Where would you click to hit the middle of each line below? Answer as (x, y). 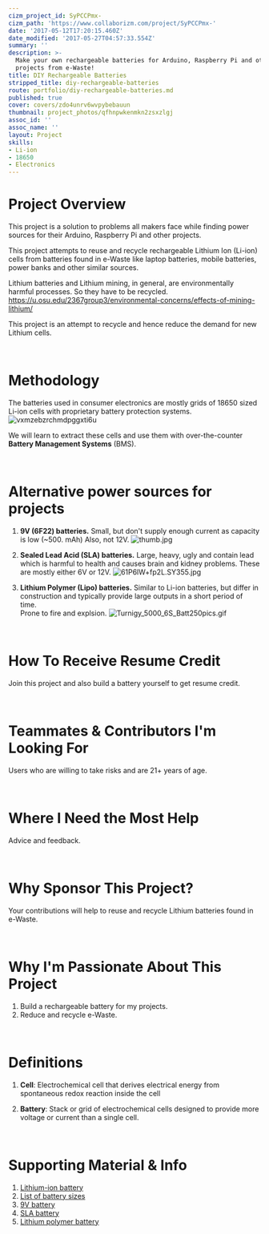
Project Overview (67, 204)
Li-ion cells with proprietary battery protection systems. (100, 411)
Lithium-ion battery (52, 1188)
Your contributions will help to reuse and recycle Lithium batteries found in (131, 910)
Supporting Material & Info (98, 1165)
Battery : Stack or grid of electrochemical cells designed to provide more (139, 1109)
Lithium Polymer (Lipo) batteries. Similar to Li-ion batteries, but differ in (139, 587)
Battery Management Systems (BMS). (72, 444)
